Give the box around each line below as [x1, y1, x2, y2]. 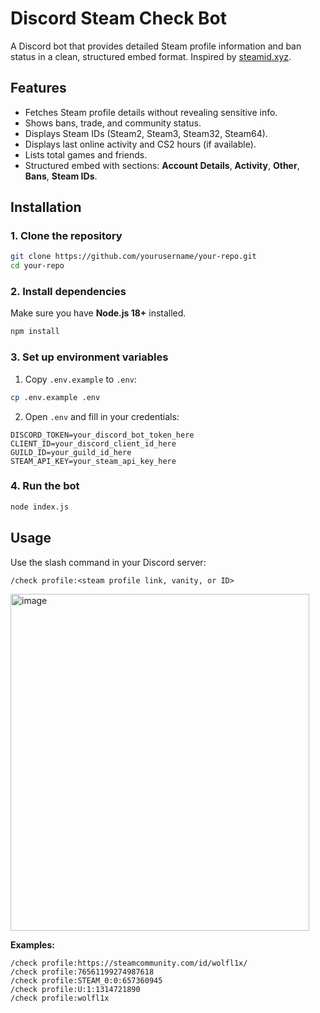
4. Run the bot [10, 479, 80, 493]
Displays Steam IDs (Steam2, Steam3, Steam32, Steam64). [24, 127, 268, 139]
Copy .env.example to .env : [24, 373, 137, 385]
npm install [10, 327, 60, 337]
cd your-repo [10, 261, 65, 271]
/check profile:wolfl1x [10, 993, 110, 1003]
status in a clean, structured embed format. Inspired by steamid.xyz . [10, 50, 292, 62]
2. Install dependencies [10, 285, 127, 299]
